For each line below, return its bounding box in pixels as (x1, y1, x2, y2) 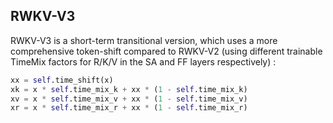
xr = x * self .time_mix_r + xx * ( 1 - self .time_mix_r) (10, 103, 248, 113)
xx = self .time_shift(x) (10, 75, 114, 85)
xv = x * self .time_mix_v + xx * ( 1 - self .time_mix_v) (10, 94, 248, 104)
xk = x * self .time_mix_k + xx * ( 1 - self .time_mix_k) (10, 84, 248, 94)
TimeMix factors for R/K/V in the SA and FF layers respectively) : (10, 55, 277, 68)
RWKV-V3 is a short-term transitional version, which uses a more (10, 34, 278, 46)
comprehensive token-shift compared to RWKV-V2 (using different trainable (10, 45, 323, 57)
